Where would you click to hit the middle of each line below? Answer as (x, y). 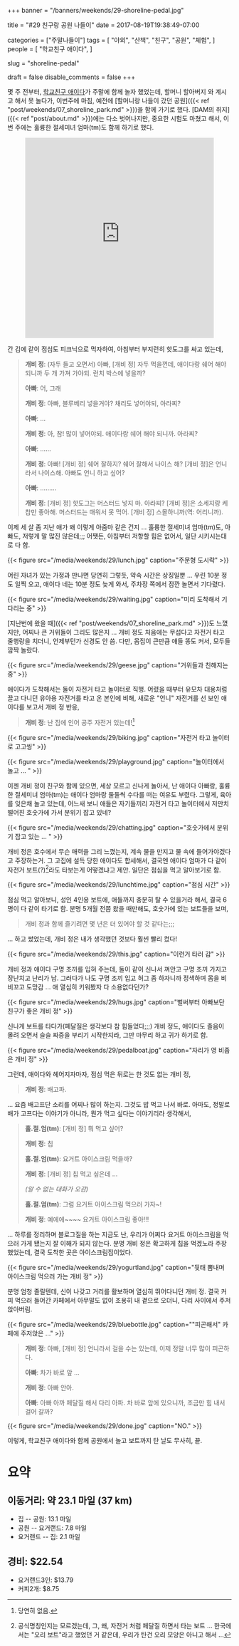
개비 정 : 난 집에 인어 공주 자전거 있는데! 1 (80, 722)
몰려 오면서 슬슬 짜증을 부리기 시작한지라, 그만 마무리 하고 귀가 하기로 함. (108, 1035)
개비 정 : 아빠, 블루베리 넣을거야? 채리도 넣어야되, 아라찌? (103, 403)
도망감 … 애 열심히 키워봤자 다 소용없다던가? (87, 987)
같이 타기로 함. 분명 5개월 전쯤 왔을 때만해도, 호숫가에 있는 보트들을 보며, (128, 909)
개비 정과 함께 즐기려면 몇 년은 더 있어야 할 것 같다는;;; (100, 924)
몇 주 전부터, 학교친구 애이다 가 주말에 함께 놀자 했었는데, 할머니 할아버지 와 (111, 92)
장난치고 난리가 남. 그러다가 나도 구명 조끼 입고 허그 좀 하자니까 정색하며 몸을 (113, 978)
